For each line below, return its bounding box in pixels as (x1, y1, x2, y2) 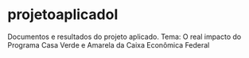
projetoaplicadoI (7, 6, 119, 24)
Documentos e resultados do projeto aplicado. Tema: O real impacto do (7, 32, 242, 41)
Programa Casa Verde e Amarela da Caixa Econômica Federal (7, 40, 210, 49)
